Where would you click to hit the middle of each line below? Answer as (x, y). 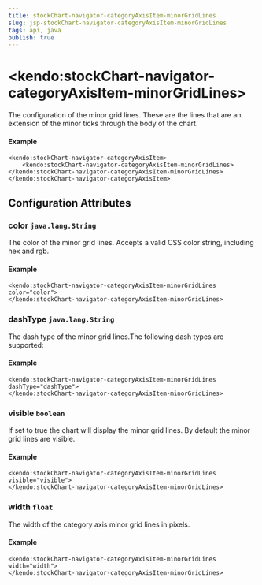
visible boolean (37, 413)
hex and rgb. (29, 251)
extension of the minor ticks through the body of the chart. (103, 124)
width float (31, 507)
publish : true (31, 37)
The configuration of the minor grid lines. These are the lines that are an (125, 115)
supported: (26, 345)
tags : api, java (35, 30)
